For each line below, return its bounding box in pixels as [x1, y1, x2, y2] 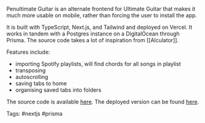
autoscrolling [15, 73, 48, 80]
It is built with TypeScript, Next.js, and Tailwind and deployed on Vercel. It [6, 24, 193, 31]
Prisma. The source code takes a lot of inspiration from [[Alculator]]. [6, 37, 179, 43]
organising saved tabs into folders [15, 86, 102, 94]
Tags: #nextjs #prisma [6, 110, 63, 117]
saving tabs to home [15, 80, 68, 87]
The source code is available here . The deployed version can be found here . [6, 98, 199, 105]
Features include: [6, 48, 50, 56]
